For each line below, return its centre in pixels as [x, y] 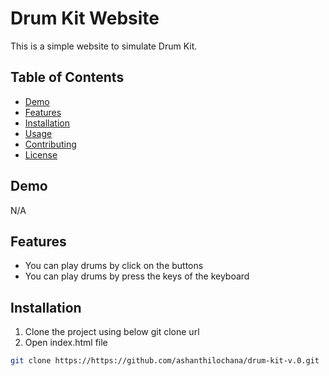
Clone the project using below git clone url [112, 332]
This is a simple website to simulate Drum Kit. [104, 46]
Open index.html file [66, 343]
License [41, 154]
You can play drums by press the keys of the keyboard [137, 276]
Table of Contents [67, 77]
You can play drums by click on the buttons [114, 266]
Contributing [50, 144]
